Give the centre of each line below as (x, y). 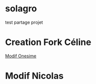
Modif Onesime (21, 56)
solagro (21, 9)
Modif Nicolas (34, 76)
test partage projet (24, 22)
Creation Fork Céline (48, 42)
